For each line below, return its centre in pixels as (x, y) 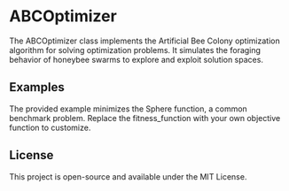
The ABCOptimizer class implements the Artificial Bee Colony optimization (145, 41)
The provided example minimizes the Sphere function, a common (129, 109)
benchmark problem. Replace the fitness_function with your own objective (145, 118)
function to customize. (50, 127)
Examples (37, 87)
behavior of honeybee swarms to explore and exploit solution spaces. (137, 59)
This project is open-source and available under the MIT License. (128, 176)
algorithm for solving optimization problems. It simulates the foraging (135, 50)
